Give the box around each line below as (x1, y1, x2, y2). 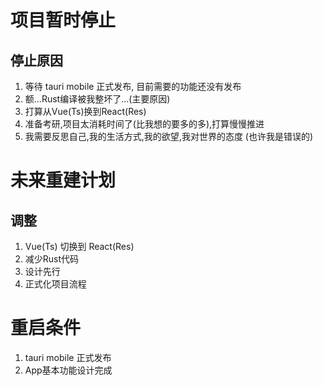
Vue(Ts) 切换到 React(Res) (24, 241, 135, 252)
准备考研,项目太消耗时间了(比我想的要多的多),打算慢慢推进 (24, 118, 265, 130)
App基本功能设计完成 (24, 364, 113, 376)
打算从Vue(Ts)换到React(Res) (24, 106, 147, 117)
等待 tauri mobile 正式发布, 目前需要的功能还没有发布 (24, 81, 242, 92)
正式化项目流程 (24, 278, 87, 290)
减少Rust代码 (24, 253, 80, 265)
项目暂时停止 (10, 9, 117, 32)
